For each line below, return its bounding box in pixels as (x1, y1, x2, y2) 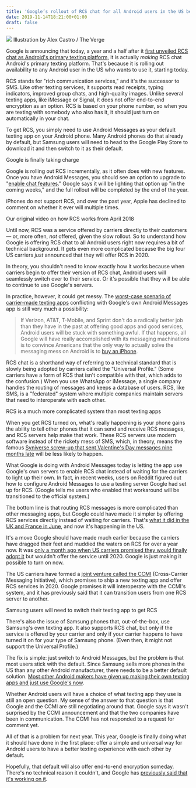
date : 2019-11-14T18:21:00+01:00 (6, 14, 87, 20)
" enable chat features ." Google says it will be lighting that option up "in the (6, 180, 185, 187)
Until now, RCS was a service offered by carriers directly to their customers (6, 227, 187, 234)
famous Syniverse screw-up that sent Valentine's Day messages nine (6, 444, 173, 451)
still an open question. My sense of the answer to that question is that (6, 697, 173, 704)
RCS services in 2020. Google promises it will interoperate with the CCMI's (6, 583, 186, 590)
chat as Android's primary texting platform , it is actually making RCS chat (6, 54, 182, 61)
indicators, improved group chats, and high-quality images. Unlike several (6, 90, 184, 97)
